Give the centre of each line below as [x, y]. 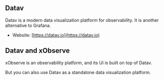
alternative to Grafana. [28, 25]
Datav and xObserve [38, 51]
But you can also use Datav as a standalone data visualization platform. [78, 72]
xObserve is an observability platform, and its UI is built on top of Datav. [79, 63]
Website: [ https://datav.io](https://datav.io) [56, 35]
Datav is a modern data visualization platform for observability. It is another [82, 20]
